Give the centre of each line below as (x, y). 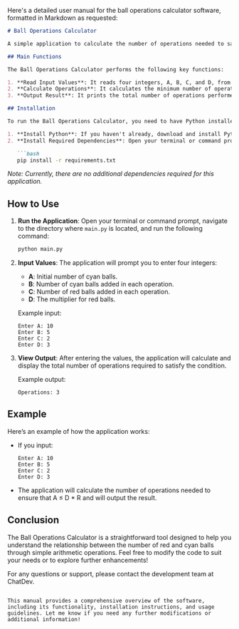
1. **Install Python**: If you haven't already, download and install (114, 134)
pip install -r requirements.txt (66, 160)
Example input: (39, 313)
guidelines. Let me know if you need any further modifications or (110, 613)
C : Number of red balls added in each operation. (99, 292)
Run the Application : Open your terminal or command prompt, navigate (122, 221)
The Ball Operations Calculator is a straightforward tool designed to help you (119, 537)
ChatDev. (21, 581)
